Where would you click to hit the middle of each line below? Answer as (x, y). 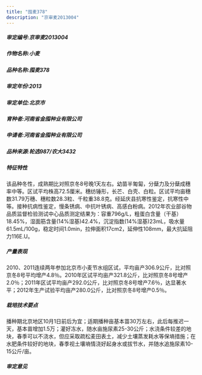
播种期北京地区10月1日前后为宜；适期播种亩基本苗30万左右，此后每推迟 (95, 322)
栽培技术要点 (22, 305)
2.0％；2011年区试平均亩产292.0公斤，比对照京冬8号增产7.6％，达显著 (94, 282)
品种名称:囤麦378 (28, 70)
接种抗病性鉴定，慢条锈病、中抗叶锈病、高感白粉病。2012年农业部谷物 (104, 206)
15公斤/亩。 (20, 352)
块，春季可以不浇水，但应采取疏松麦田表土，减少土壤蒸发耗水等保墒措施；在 (101, 337)
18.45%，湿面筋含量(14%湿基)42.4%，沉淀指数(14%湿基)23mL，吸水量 (96, 221)
